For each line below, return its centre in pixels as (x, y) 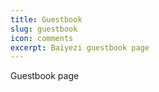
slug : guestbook (44, 29)
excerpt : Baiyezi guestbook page (80, 47)
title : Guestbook (46, 19)
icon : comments (42, 38)
